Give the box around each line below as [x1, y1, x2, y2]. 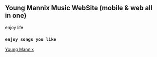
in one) [5, 12, 27, 20]
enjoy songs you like [5, 37, 57, 42]
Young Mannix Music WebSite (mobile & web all [5, 4, 153, 12]
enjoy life [5, 24, 23, 30]
